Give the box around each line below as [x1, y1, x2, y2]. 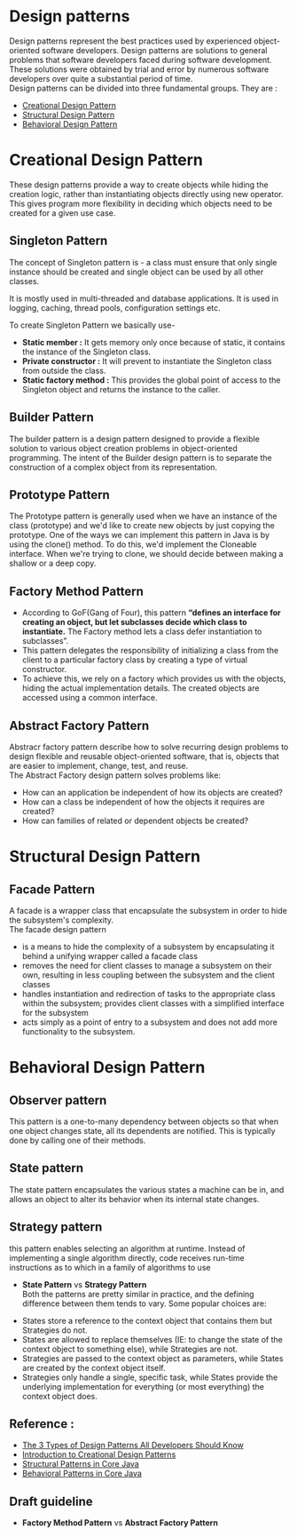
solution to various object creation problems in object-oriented [9, 442, 238, 454]
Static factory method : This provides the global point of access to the [21, 375, 281, 385]
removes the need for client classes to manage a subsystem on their [21, 960, 272, 971]
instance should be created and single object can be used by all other [9, 266, 264, 277]
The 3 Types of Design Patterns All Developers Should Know [21, 1440, 244, 1451]
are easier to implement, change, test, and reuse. [9, 760, 189, 771]
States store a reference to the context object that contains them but [21, 1315, 273, 1326]
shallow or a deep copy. [9, 558, 97, 569]
